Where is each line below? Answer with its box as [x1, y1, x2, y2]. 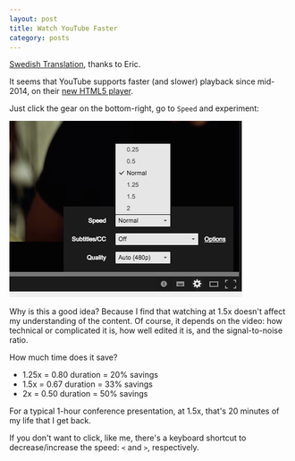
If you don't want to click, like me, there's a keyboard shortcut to [9, 432, 247, 443]
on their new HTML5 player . [30, 86, 134, 97]
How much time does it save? [9, 352, 118, 363]
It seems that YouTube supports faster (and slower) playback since [9, 76, 257, 87]
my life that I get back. [9, 415, 92, 426]
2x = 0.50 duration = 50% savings [21, 388, 148, 399]
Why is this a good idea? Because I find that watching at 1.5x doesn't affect [9, 306, 286, 317]
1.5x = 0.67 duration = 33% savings [21, 379, 154, 389]
